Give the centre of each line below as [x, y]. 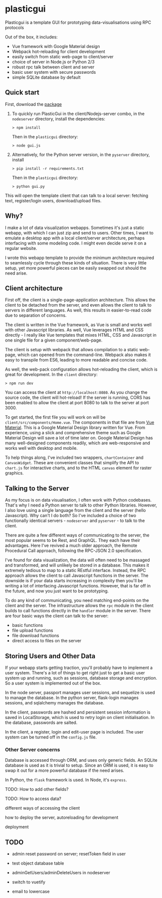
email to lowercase [31, 892]
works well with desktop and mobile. [41, 448]
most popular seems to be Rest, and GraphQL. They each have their [73, 540]
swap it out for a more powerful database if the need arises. [65, 770]
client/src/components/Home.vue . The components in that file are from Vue [80, 423]
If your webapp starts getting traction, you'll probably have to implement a [79, 668]
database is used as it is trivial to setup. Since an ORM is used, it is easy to [79, 766]
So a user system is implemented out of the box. [53, 683]
